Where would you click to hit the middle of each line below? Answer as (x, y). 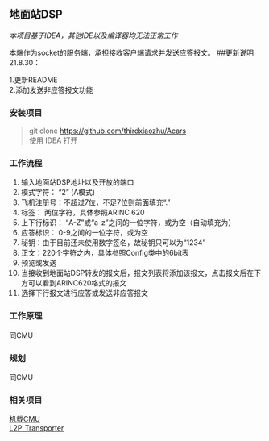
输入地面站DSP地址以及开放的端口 (77, 182)
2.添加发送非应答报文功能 (51, 89)
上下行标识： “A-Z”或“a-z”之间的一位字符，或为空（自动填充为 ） (128, 223)
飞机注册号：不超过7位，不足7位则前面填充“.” (96, 202)
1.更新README (33, 80)
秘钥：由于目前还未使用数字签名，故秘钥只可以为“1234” (113, 243)
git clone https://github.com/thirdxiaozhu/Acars (108, 131)
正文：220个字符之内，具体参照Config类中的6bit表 (105, 253)
